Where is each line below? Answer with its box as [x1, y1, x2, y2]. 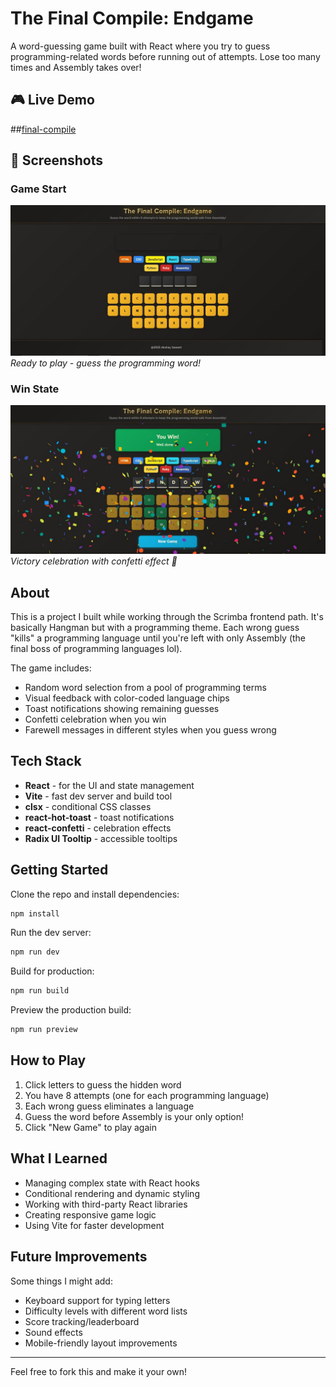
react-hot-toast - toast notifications [24, 811, 175, 823]
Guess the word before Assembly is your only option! [24, 1110, 244, 1122]
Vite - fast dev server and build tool [24, 790, 173, 802]
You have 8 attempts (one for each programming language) [24, 1089, 270, 1101]
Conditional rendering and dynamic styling [24, 1187, 200, 1199]
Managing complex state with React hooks [24, 1177, 200, 1189]
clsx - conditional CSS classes [24, 800, 152, 812]
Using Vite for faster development [24, 1219, 165, 1231]
